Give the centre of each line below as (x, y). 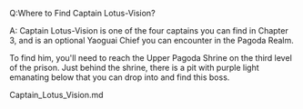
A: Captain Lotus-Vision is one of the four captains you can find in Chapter (149, 30)
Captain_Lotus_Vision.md (56, 95)
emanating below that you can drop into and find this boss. (120, 77)
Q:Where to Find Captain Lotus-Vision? (83, 13)
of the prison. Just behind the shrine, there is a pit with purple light (134, 68)
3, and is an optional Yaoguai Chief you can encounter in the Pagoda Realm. (151, 40)
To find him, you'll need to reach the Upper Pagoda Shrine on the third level (151, 58)
